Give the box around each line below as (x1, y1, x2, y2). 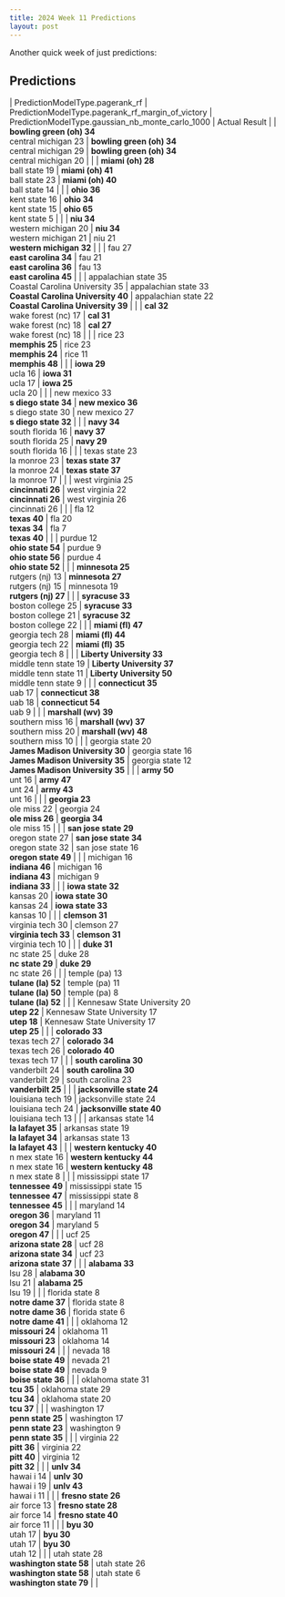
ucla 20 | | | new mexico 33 (9, 388, 112, 399)
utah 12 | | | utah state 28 (9, 1549, 103, 1560)
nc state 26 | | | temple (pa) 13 (9, 968, 123, 979)
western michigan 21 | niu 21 (9, 233, 116, 244)
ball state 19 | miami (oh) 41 (9, 165, 114, 176)
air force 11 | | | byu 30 (9, 1520, 94, 1531)
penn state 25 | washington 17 (9, 1413, 124, 1424)
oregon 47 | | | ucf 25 (9, 1229, 91, 1240)
